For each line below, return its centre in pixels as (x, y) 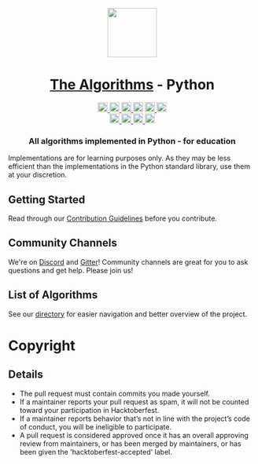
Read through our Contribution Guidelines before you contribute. (113, 218)
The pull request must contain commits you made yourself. (115, 393)
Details (26, 375)
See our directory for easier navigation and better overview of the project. (128, 314)
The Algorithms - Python (132, 85)
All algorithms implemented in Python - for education (132, 141)
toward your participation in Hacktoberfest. (89, 410)
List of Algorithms (53, 295)
